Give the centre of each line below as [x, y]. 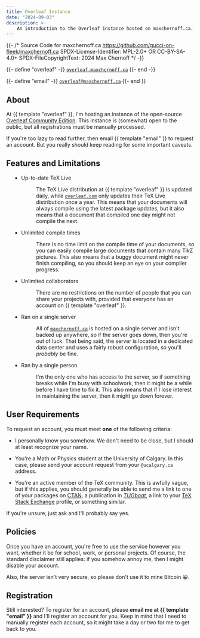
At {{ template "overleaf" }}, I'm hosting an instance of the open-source [94, 114]
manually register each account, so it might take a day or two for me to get [98, 622]
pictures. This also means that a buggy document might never [112, 256]
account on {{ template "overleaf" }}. [81, 305]
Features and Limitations [53, 164]
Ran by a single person [49, 365]
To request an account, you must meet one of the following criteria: [89, 429]
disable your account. [33, 565]
